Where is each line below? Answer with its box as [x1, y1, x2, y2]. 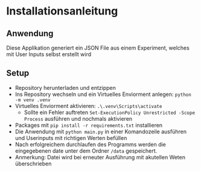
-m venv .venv [14, 97, 51, 103]
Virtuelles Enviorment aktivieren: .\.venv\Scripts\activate [14, 102, 162, 109]
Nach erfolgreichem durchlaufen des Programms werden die [14, 141, 166, 148]
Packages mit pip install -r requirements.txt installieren [14, 121, 163, 129]
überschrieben [14, 160, 52, 167]
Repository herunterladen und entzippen [14, 84, 116, 91]
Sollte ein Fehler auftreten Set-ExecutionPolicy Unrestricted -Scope [24, 109, 195, 116]
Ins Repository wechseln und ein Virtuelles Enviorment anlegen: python [14, 91, 191, 98]
